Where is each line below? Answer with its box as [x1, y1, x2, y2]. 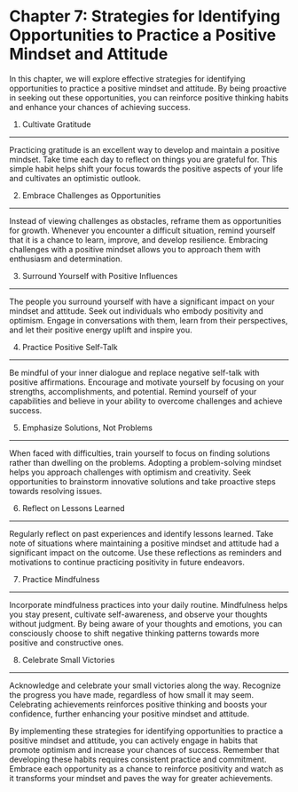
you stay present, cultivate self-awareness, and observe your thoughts [9, 609, 268, 620]
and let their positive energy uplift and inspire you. [9, 324, 192, 335]
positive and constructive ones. [9, 637, 124, 648]
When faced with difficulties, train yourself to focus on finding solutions [9, 447, 271, 459]
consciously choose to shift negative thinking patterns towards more [9, 628, 260, 638]
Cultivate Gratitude [21, 118, 91, 130]
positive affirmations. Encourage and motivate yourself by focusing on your [9, 376, 285, 388]
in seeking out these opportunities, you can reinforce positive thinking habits [9, 92, 289, 103]
